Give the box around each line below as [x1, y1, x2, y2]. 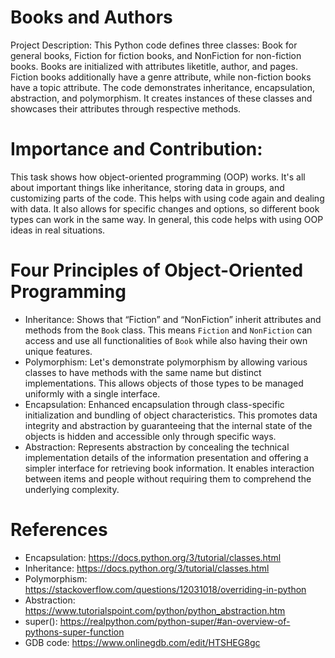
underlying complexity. [24, 483, 120, 495]
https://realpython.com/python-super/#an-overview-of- [59, 615, 291, 627]
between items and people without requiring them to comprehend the [24, 472, 312, 485]
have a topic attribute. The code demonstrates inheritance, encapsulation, [10, 81, 315, 93]
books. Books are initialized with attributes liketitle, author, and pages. [10, 60, 299, 72]
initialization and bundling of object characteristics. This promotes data [24, 409, 318, 421]
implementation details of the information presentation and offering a [24, 451, 309, 463]
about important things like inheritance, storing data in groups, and [10, 181, 285, 193]
